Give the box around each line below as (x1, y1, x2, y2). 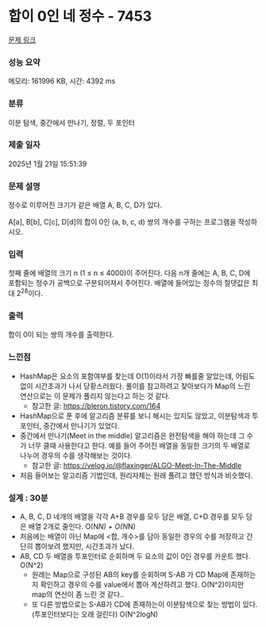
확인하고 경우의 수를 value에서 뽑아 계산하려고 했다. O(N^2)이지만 (40, 579, 245, 589)
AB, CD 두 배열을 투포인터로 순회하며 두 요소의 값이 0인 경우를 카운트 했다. (19, 551, 251, 560)
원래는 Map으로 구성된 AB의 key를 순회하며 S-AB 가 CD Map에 (31, 569, 229, 579)
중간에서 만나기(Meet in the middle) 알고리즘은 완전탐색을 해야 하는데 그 (19, 430, 245, 440)
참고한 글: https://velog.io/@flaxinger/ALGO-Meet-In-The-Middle (31, 460, 242, 470)
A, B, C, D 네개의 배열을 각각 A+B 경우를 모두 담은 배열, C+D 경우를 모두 (19, 511, 245, 521)
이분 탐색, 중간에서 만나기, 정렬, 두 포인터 (8, 117, 135, 127)
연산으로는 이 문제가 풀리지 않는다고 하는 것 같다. (19, 390, 171, 401)
